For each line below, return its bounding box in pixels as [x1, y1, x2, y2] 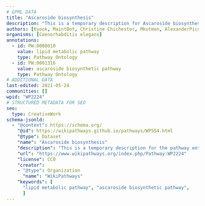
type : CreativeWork [12, 111, 62, 117]
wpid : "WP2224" [6, 94, 45, 100]
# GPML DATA [6, 9, 37, 15]
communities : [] [6, 88, 48, 94]
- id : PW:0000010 [12, 43, 56, 49]
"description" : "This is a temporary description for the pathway [17, 144, 190, 151]
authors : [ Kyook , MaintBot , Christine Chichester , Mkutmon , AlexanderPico [6, 26, 201, 32]
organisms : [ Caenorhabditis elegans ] [6, 32, 103, 38]
